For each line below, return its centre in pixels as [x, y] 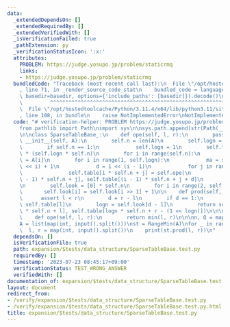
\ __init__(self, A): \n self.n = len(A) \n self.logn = [121, 141]
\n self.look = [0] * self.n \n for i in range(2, [113, 186]
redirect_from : [29, 294]
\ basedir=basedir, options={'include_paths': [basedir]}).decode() [119, 97]
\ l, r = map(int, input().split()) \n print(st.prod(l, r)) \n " [117, 230]
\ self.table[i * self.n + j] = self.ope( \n [105, 173]
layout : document [32, 288]
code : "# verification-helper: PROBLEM [70, 122]
